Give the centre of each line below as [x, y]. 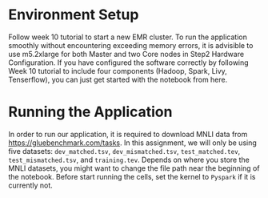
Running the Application [90, 112]
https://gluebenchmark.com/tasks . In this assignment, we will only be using [133, 143]
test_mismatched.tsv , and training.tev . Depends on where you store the [129, 160]
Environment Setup [74, 15]
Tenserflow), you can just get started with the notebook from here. [118, 79]
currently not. [31, 185]
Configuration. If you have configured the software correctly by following [129, 63]
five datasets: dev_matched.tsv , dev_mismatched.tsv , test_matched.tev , [124, 151]
